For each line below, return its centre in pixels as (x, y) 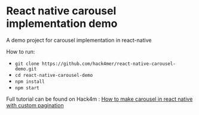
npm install (30, 82)
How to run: (21, 51)
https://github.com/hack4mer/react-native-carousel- (109, 64)
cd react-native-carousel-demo (54, 75)
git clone (27, 64)
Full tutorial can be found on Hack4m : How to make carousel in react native (99, 99)
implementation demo (62, 24)
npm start (27, 88)
